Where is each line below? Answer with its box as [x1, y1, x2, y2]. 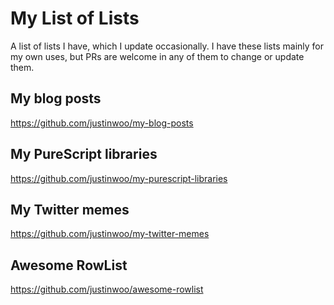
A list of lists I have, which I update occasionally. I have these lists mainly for [10, 40, 324, 52]
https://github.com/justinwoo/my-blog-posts [10, 117, 194, 129]
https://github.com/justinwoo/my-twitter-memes [10, 228, 210, 240]
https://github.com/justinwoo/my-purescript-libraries [10, 172, 228, 184]
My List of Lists [10, 7, 140, 30]
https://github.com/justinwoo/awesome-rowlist [10, 283, 204, 296]
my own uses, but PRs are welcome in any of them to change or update [10, 50, 305, 62]
